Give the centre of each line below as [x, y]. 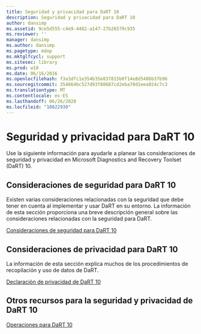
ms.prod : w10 [22, 68]
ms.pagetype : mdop [29, 51]
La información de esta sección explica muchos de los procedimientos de [97, 264]
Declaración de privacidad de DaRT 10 [53, 282]
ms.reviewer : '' [26, 34]
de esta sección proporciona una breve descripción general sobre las [92, 212]
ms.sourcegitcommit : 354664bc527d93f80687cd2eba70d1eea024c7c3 [87, 85]
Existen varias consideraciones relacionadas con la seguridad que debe [95, 200]
